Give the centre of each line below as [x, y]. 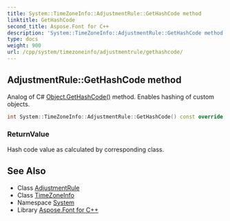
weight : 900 [24, 46]
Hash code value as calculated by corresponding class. [86, 149]
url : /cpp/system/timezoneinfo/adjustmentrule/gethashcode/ [95, 52]
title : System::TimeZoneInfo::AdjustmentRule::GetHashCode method [104, 13]
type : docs [23, 39]
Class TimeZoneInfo [45, 195]
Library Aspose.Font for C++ [57, 210]
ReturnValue [28, 134]
